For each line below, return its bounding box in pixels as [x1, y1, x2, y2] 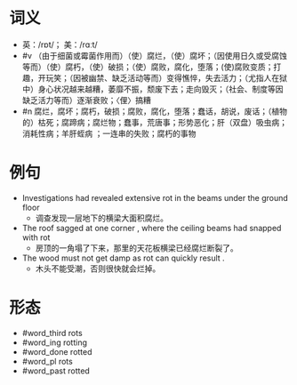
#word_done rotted [21, 346, 92, 357]
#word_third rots [21, 327, 83, 338]
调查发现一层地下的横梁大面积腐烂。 [35, 213, 169, 223]
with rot [21, 232, 51, 243]
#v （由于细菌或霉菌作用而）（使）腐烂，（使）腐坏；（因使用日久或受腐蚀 [21, 50, 287, 60]
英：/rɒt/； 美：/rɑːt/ [21, 39, 98, 50]
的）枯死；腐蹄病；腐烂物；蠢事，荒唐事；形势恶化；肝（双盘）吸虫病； [21, 116, 287, 127]
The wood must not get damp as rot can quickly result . [21, 253, 225, 263]
